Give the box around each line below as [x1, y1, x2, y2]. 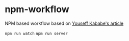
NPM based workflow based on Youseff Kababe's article [5, 20, 123, 26]
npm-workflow [5, 4, 69, 15]
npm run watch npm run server [5, 31, 68, 36]
